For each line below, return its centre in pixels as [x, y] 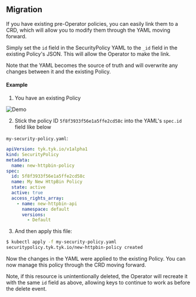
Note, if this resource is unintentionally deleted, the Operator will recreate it [97, 276]
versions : [33, 215]
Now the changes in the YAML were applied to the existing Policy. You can [96, 259]
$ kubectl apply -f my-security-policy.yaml [61, 242]
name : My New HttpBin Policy [47, 182]
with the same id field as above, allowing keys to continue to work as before [98, 283]
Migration [24, 10]
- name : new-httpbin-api [47, 204]
